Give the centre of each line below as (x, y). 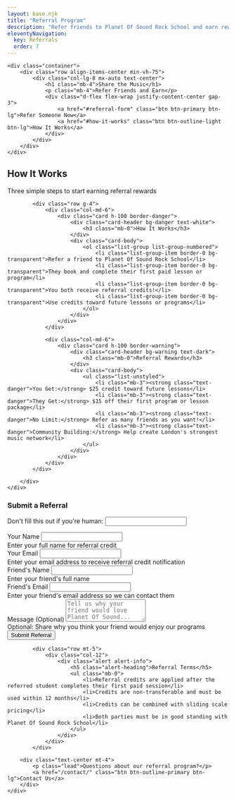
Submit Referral (31, 635)
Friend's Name (29, 570)
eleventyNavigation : (38, 33)
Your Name (24, 537)
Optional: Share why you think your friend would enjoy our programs (106, 627)
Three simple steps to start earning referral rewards (82, 190)
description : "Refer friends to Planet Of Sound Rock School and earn (113, 27)
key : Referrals (36, 40)
